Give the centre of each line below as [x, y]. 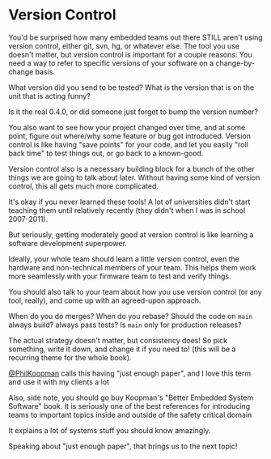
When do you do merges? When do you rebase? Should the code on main [131, 316]
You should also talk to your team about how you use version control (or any [135, 291]
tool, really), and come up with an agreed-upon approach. [105, 300]
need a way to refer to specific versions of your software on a [111, 63]
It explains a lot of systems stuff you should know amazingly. [110, 430]
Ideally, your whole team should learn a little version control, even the [124, 259]
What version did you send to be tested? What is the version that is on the [131, 87]
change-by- [235, 63]
